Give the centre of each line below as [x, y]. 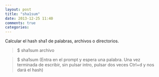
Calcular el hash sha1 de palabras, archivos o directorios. [62, 41]
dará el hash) [30, 70]
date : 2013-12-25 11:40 [29, 18]
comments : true [20, 23]
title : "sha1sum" [23, 14]
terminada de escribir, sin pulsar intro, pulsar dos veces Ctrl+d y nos [86, 65]
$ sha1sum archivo [35, 51]
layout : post [18, 9]
